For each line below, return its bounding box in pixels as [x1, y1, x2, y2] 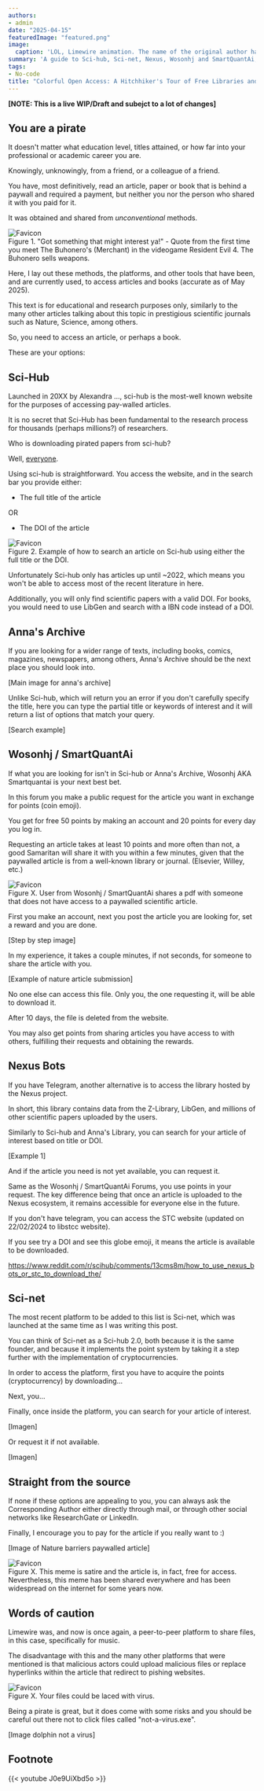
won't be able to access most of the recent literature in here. [8, 579, 204, 588]
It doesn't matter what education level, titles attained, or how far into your [8, 142, 246, 152]
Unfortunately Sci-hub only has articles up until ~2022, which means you [8, 571, 245, 580]
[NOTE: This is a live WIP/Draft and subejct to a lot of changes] [8, 99, 217, 108]
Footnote [8, 1752, 53, 1766]
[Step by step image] [8, 935, 76, 944]
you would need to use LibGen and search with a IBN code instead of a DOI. [8, 602, 254, 612]
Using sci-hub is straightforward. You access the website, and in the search [8, 469, 254, 479]
